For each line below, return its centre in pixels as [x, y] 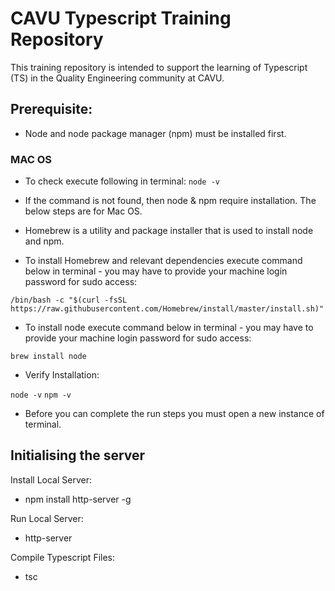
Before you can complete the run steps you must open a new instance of [174, 414]
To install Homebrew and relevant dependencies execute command [163, 261]
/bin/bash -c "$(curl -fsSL [69, 300]
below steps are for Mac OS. [83, 211]
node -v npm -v [41, 395]
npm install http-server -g [78, 499]
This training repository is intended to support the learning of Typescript [159, 67]
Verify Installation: [62, 375]
